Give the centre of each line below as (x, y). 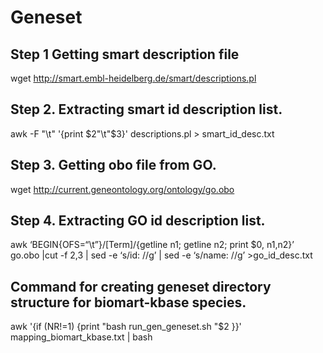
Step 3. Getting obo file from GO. (113, 165)
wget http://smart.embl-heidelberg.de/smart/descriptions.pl (133, 78)
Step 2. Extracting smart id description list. (146, 109)
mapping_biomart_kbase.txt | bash (81, 337)
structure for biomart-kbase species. (128, 302)
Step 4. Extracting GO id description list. (138, 221)
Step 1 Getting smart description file (125, 54)
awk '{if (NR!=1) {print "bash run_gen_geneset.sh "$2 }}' (126, 327)
